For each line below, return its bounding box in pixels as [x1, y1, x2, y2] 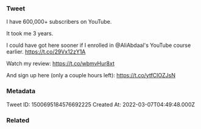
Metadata [6, 87, 35, 96]
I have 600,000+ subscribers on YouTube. [6, 18, 112, 26]
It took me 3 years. [6, 30, 54, 37]
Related [6, 116, 30, 124]
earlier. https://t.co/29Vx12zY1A [6, 48, 86, 55]
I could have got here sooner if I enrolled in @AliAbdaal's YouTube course [6, 41, 191, 49]
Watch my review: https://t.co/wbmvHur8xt [6, 60, 115, 68]
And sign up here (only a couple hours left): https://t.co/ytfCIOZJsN [6, 72, 175, 79]
